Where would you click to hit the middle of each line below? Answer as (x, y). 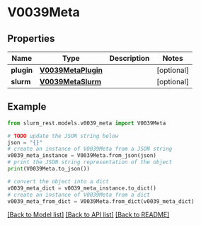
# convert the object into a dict (58, 181)
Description (130, 58)
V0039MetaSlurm (70, 82)
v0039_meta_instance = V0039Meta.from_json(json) (82, 156)
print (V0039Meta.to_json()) (49, 169)
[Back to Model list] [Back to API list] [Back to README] (88, 215)
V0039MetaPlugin (71, 70)
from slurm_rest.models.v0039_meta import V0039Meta (87, 123)
